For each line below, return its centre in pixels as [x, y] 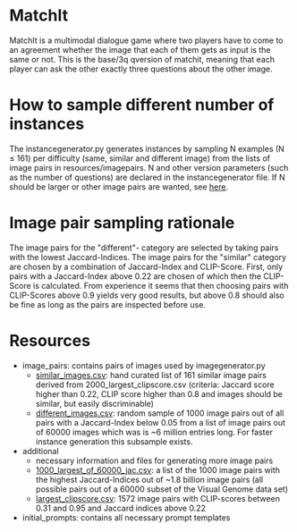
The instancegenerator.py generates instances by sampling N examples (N [147, 148]
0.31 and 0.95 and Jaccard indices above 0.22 [120, 508]
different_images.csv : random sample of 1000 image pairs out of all [160, 413]
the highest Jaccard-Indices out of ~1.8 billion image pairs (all [149, 479]
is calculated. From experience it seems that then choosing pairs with [161, 285]
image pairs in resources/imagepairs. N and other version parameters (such [149, 167]
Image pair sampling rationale [122, 223]
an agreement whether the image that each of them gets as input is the [140, 49]
